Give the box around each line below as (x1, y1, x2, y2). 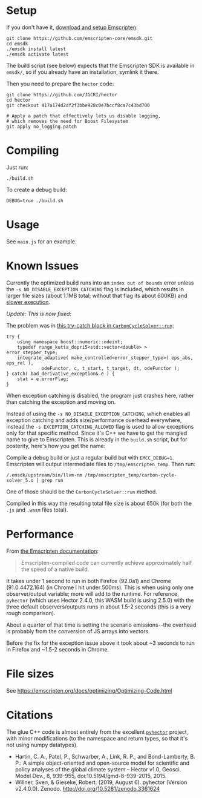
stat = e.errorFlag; (17, 376, 69, 382)
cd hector (6, 97, 31, 103)
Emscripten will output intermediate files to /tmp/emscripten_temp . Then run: (6, 460, 195, 467)
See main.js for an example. (6, 237, 77, 245)
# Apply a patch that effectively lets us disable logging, (6, 113, 161, 119)
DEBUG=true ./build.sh (6, 197, 64, 203)
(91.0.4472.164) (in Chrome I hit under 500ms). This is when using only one (6, 584, 194, 591)
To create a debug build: (6, 186, 68, 193)
